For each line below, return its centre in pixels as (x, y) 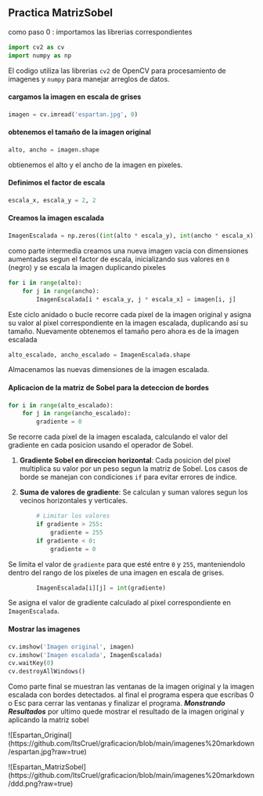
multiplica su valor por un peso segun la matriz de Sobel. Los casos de (133, 469)
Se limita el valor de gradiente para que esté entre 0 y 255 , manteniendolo (127, 564)
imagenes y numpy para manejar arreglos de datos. (89, 79)
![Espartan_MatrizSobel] (47, 767)
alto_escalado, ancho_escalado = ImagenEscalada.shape (99, 355)
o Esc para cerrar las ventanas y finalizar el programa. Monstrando (117, 703)
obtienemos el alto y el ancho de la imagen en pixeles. (95, 165)
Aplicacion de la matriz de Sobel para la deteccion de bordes (109, 387)
